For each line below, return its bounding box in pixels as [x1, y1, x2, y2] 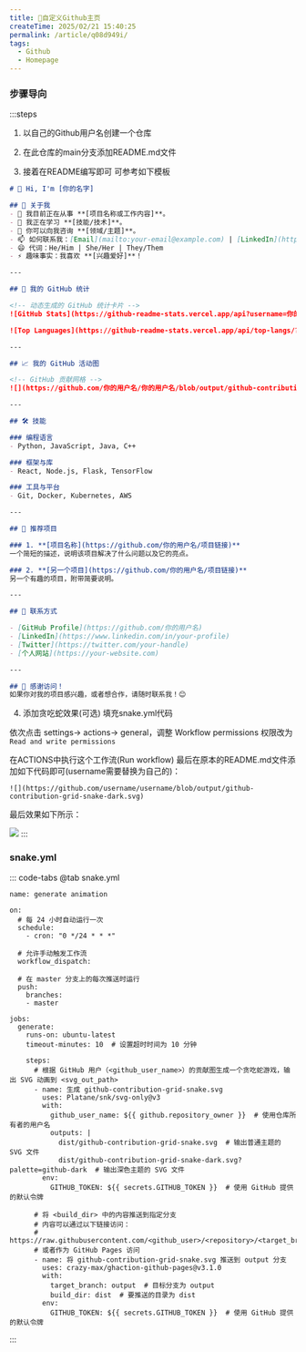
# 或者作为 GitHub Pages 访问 [33, 1245, 140, 1255]
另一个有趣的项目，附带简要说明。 [9, 574, 118, 583]
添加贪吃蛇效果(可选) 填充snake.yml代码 [22, 708, 173, 719]
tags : [9, 38, 30, 48]
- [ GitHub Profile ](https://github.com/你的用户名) [9, 623, 203, 633]
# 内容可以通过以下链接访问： [33, 1220, 130, 1229]
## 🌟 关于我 [9, 201, 51, 210]
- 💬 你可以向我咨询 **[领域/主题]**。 [9, 226, 140, 235]
